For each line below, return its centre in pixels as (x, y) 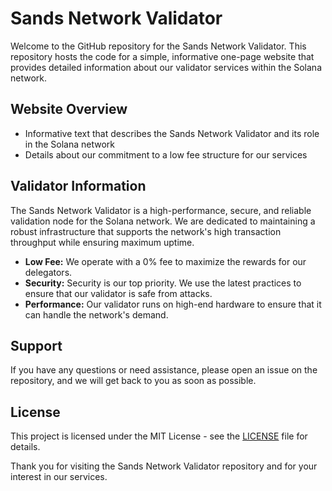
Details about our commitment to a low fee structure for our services (166, 154)
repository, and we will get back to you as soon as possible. (133, 381)
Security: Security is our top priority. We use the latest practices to (163, 283)
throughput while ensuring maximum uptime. (102, 242)
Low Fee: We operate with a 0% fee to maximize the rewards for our (165, 261)
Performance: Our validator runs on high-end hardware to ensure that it (173, 304)
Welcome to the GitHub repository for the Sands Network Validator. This (158, 46)
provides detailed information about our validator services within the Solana (166, 67)
